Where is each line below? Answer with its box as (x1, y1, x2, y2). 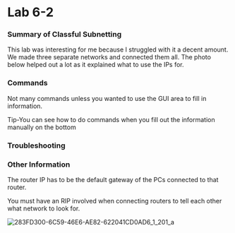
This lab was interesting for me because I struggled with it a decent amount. (7, 45, 229, 54)
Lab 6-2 (7, 4, 54, 20)
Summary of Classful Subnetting (7, 30, 122, 40)
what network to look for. (7, 204, 80, 213)
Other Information (7, 160, 71, 169)
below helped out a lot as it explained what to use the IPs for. (7, 61, 185, 69)
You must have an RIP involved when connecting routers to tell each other (7, 197, 222, 205)
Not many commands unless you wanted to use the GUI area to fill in (7, 94, 207, 102)
